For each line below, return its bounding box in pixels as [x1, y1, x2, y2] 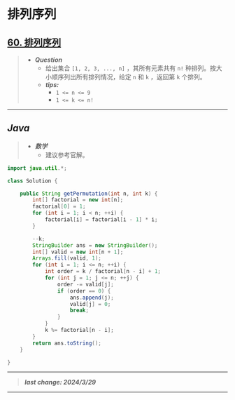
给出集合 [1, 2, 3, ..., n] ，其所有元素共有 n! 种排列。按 [45, 64, 217, 72]
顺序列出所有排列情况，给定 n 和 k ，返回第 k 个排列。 [51, 73, 206, 81]
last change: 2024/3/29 [24, 378, 97, 387]
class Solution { [7, 177, 58, 185]
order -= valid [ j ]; [57, 281, 114, 288]
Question [34, 55, 63, 64]
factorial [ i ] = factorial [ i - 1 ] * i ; [44, 216, 158, 223]
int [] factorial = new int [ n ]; [32, 196, 124, 204]
